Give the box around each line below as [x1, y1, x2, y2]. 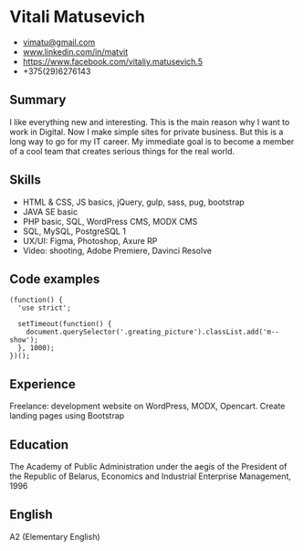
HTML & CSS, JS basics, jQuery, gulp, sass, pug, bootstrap [22, 196, 245, 207]
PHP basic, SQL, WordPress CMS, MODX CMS [22, 216, 198, 227]
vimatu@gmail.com [22, 37, 96, 48]
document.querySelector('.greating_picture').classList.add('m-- [26, 327, 280, 337]
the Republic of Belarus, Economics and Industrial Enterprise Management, [9, 471, 292, 482]
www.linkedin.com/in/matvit [22, 46, 129, 57]
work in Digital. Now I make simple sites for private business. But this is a [9, 126, 284, 137]
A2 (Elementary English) [9, 531, 100, 542]
